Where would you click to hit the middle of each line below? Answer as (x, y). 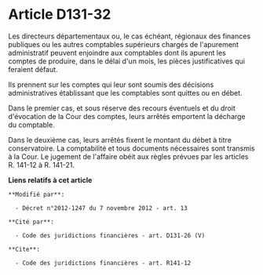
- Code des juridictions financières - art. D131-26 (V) (110, 235)
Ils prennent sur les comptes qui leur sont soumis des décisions (111, 85)
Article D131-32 (60, 14)
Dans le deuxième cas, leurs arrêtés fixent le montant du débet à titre (120, 139)
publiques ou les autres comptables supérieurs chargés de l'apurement (124, 44)
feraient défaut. (33, 69)
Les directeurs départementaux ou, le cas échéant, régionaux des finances (130, 36)
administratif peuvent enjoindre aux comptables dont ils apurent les (117, 52)
